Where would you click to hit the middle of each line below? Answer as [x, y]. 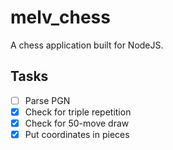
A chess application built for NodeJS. [87, 45]
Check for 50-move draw [77, 123]
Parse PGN [47, 100]
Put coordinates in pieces [77, 134]
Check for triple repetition [78, 112]
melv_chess [60, 17]
